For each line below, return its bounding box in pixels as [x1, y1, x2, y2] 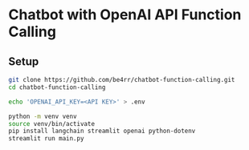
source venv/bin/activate [8, 120, 95, 128]
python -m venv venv [8, 112, 78, 120]
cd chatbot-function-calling [8, 83, 106, 91]
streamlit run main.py [8, 135, 84, 143]
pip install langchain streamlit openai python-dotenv [8, 127, 196, 136]
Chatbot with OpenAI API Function [8, 6, 242, 24]
